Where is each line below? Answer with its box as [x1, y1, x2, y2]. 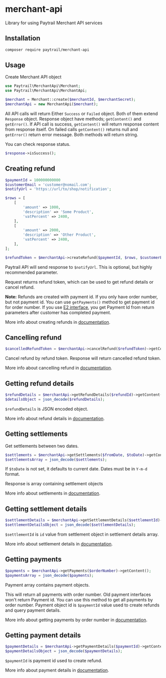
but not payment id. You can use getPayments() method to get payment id [5, 299, 155, 305]
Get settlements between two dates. [5, 443, 79, 449]
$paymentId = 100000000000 [5, 177, 61, 182]
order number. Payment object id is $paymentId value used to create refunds [5, 602, 160, 608]
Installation [5, 34, 41, 42]
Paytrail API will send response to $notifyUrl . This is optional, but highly [5, 264, 152, 270]
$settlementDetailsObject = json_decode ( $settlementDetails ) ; [5, 522, 136, 527]
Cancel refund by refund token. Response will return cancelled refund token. [5, 355, 161, 361]
